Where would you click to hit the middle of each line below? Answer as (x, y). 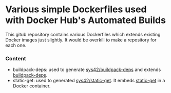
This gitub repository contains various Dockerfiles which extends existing (83, 34)
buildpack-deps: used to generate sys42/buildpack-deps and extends (87, 69)
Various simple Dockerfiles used (76, 9)
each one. (16, 45)
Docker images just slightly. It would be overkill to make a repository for (81, 40)
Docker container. (32, 86)
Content (16, 58)
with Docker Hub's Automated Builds (85, 20)
